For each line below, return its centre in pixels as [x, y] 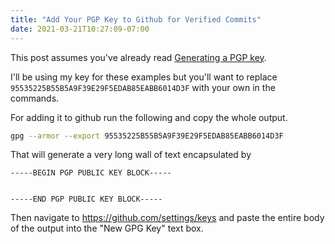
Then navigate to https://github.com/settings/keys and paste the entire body [167, 218]
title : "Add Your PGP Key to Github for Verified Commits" [136, 19]
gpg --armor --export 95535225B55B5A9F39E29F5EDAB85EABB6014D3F [147, 136]
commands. [35, 98]
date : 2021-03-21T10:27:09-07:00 [80, 29]
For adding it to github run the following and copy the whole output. [149, 117]
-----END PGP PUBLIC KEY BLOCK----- [86, 199]
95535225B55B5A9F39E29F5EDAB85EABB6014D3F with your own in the [143, 87]
